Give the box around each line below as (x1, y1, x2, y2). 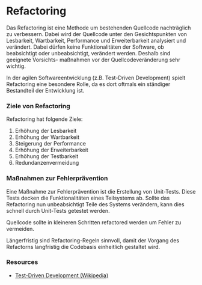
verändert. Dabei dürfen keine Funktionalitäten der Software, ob (6, 43, 164, 51)
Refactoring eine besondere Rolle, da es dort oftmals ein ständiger (6, 80, 171, 88)
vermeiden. (6, 225, 35, 232)
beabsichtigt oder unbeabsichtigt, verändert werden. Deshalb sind (6, 49, 171, 57)
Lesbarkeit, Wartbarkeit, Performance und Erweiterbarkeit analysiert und (6, 37, 186, 44)
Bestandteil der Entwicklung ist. (6, 87, 85, 94)
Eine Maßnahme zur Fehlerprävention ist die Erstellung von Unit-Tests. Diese (6, 188, 196, 195)
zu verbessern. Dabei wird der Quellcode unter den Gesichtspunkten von (6, 30, 188, 37)
